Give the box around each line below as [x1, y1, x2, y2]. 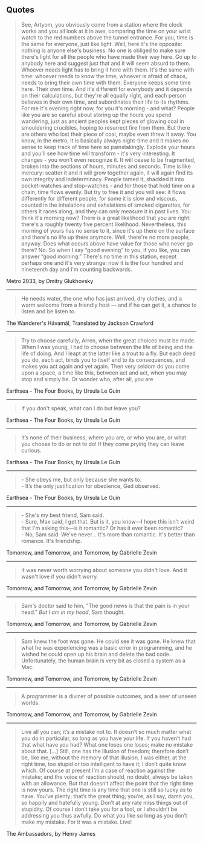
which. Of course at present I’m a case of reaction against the [21, 767, 175, 774]
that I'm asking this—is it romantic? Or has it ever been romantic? [21, 524, 183, 531]
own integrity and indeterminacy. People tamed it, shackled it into [21, 175, 184, 182]
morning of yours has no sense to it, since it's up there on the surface [21, 227, 195, 234]
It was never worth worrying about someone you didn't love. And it [21, 566, 187, 573]
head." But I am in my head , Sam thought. [21, 608, 125, 616]
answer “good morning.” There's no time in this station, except [21, 253, 177, 260]
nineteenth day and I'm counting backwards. [21, 265, 132, 273]
